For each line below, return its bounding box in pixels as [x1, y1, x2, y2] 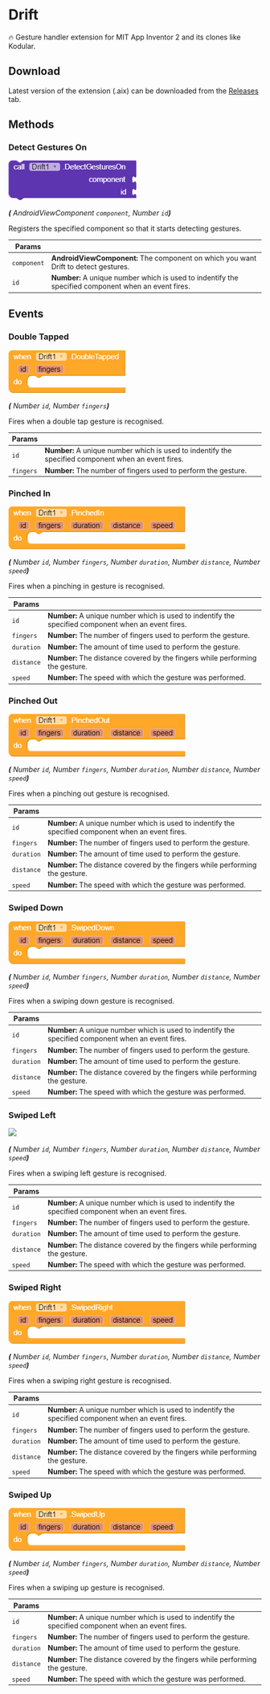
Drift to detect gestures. [51, 262, 130, 272]
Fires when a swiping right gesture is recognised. [8, 1376, 172, 1385]
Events [8, 307, 44, 321]
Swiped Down [8, 902, 64, 914]
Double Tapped [8, 331, 70, 342]
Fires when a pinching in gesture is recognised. [8, 581, 166, 591]
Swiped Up [8, 1489, 52, 1500]
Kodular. [8, 41, 36, 51]
